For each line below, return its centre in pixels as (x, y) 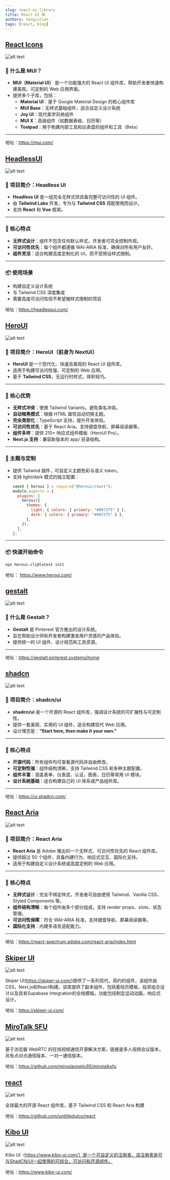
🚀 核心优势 (18, 396)
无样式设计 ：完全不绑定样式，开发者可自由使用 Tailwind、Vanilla (80, 894)
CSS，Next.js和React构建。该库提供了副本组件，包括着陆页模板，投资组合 (83, 987)
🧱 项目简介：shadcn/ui (33, 700)
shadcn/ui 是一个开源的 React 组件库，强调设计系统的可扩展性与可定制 (87, 712)
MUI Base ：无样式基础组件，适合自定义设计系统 (70, 108)
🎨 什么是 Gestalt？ (28, 617)
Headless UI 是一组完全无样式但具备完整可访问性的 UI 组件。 (76, 197)
